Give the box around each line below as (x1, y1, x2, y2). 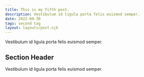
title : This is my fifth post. (5, 7, 70, 12)
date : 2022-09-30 (5, 16, 41, 21)
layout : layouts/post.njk (5, 26, 58, 30)
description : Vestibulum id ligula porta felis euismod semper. (5, 12, 140, 17)
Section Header (5, 53, 54, 61)
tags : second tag (5, 21, 41, 26)
